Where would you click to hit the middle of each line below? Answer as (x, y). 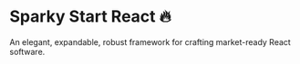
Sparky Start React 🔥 (90, 17)
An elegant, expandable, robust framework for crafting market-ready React (150, 41)
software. (27, 51)
